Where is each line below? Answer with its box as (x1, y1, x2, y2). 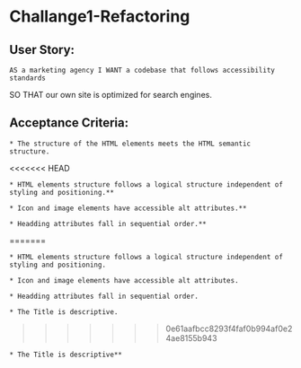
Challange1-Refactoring (9, 6, 190, 27)
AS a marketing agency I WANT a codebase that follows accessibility (9, 66, 276, 74)
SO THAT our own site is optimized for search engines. (9, 90, 213, 100)
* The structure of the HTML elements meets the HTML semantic (9, 139, 252, 148)
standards (9, 74, 47, 83)
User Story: (9, 42, 75, 57)
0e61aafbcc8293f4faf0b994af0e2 (165, 323, 293, 334)
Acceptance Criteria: (9, 115, 128, 131)
